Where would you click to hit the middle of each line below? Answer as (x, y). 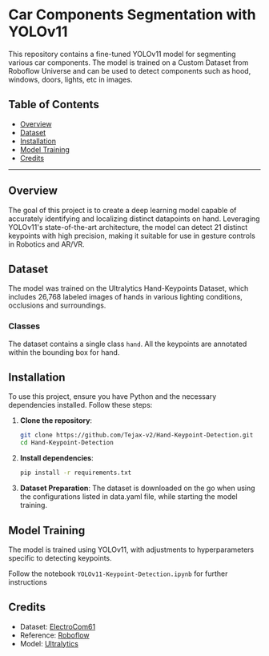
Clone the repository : (56, 421)
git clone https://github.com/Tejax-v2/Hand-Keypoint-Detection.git (137, 435)
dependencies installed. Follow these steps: (80, 405)
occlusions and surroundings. (57, 305)
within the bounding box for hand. (64, 352)
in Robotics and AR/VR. (47, 244)
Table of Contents (54, 105)
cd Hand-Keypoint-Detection (66, 443)
